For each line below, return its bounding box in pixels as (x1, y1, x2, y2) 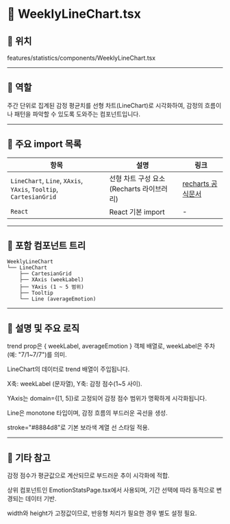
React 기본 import (109, 207, 166, 217)
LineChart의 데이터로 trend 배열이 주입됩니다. (7, 365, 130, 373)
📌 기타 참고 (7, 452, 51, 464)
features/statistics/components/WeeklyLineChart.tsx (7, 54, 156, 62)
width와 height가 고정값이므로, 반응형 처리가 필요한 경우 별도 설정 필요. (7, 509, 197, 517)
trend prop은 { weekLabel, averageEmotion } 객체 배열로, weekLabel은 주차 (7, 342, 216, 350)
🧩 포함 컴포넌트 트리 (7, 240, 86, 252)
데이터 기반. (25, 495, 57, 503)
